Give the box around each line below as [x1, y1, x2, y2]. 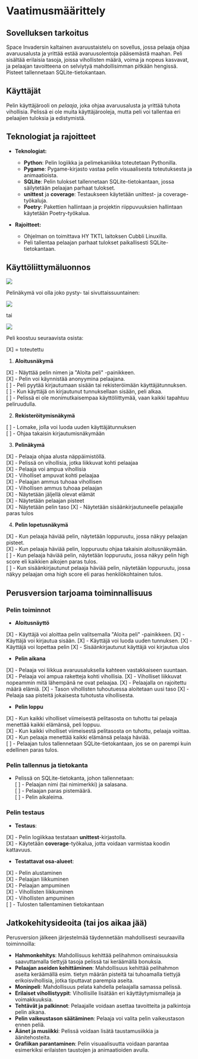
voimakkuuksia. [14, 995, 54, 1003]
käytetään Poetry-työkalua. [23, 209, 90, 216]
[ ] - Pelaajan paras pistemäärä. [14, 787, 92, 795]
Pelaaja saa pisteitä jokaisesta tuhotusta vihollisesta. [6, 692, 135, 699]
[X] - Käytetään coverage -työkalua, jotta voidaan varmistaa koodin [6, 840, 171, 847]
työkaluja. [23, 197, 48, 204]
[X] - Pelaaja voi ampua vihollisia [6, 465, 86, 473]
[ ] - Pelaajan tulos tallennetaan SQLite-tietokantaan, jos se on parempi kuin [6, 740, 191, 747]
